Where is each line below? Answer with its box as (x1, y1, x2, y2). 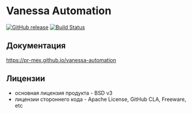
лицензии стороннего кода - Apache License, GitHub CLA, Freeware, (14, 96, 187, 103)
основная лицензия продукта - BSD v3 (14, 89, 113, 96)
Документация (6, 41, 66, 51)
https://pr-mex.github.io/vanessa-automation (6, 56, 117, 63)
